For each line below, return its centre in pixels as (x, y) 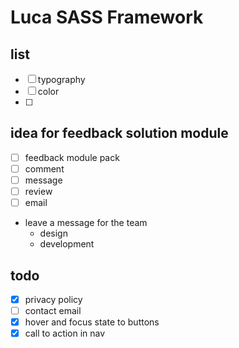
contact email (53, 310)
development (67, 244)
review (38, 191)
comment (44, 168)
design (53, 233)
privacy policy (53, 299)
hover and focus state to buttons (92, 322)
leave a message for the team (86, 223)
